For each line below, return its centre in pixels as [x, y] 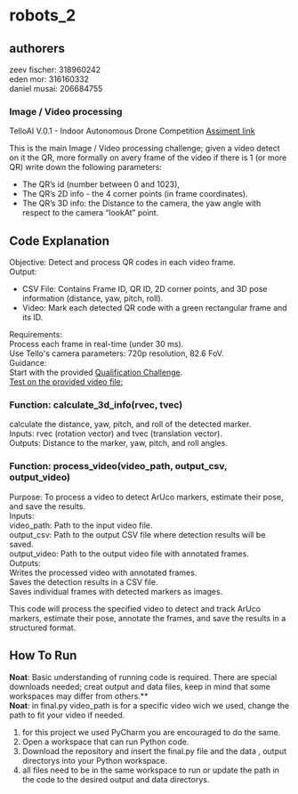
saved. [21, 544]
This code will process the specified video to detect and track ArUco [135, 608]
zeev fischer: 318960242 [55, 69]
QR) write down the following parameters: [86, 167]
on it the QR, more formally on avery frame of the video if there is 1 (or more [148, 158]
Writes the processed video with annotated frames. [103, 572]
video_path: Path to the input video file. [81, 525]
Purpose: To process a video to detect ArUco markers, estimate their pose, [146, 497]
